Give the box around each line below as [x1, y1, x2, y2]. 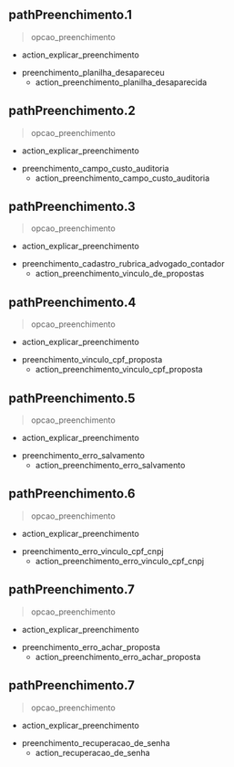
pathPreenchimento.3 [8, 199, 136, 215]
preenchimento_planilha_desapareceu [21, 67, 165, 78]
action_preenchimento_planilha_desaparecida [35, 77, 208, 88]
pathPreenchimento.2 [8, 103, 136, 119]
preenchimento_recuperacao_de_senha [21, 737, 170, 748]
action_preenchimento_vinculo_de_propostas [35, 268, 205, 279]
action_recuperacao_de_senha [35, 747, 151, 758]
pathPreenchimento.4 [8, 294, 137, 310]
